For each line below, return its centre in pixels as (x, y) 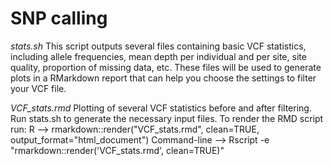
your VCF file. (38, 88)
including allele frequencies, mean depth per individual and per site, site (158, 56)
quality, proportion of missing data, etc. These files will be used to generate (166, 67)
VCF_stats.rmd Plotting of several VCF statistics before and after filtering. (161, 108)
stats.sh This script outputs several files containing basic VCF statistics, (158, 46)
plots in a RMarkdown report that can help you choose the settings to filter (163, 78)
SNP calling (59, 18)
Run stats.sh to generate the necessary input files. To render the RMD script (167, 118)
